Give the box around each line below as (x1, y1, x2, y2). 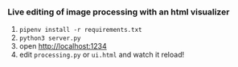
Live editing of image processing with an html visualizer (7, 6, 230, 18)
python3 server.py (18, 34, 81, 42)
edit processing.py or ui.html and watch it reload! (18, 50, 185, 60)
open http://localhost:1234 (18, 41, 108, 51)
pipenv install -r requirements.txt (18, 26, 142, 34)
